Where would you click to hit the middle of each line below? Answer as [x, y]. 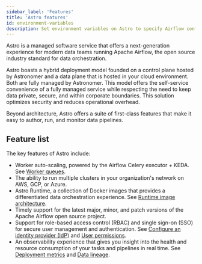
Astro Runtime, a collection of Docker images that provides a [90, 191]
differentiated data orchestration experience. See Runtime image [95, 197]
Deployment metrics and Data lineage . [62, 255]
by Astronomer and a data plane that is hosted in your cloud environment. [97, 76]
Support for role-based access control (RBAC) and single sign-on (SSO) [104, 223]
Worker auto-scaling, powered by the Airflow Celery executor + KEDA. [102, 165]
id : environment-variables [40, 23]
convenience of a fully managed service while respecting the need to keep [99, 89]
